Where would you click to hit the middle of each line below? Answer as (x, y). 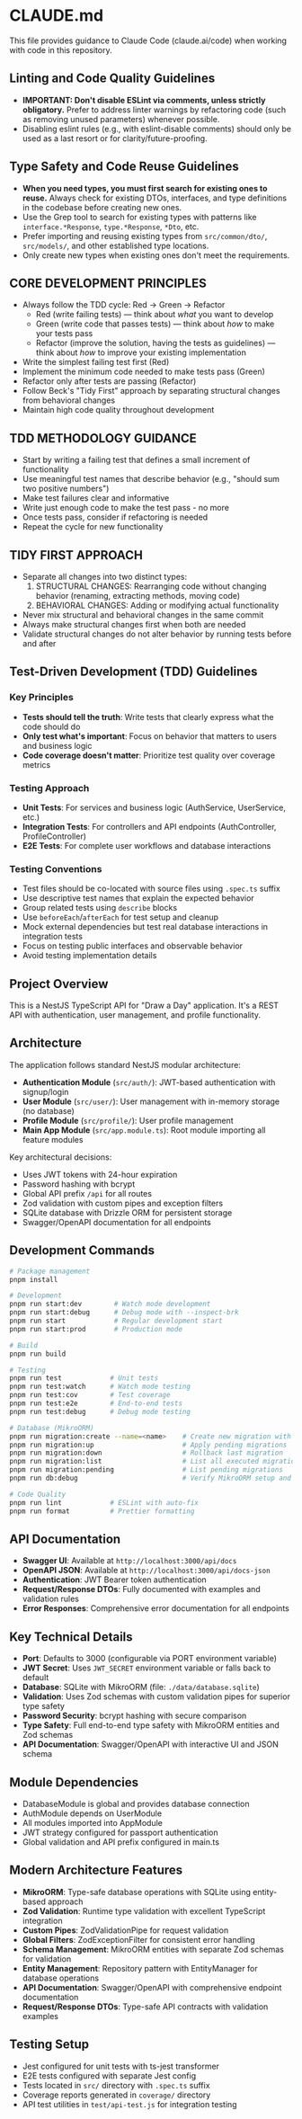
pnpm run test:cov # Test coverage (90, 1395)
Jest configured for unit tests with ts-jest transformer (121, 2066)
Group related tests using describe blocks (100, 908)
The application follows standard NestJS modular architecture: (125, 1064)
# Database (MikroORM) (52, 1428)
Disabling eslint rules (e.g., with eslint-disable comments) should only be (157, 129)
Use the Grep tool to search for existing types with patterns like (139, 217)
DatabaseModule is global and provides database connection (136, 1804)
